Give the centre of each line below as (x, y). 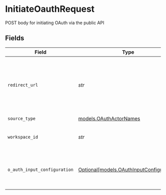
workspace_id (23, 137)
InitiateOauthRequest (50, 9)
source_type (22, 119)
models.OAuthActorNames (109, 119)
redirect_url (23, 85)
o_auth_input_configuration (41, 169)
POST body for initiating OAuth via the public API (55, 23)
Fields (15, 38)
